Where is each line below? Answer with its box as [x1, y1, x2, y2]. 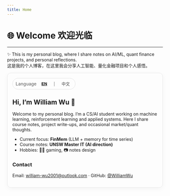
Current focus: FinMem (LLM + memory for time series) [19, 136, 133, 142]
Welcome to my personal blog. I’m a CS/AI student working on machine [12, 111, 158, 117]
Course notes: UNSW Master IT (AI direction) [19, 141, 113, 148]
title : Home [7, 7, 32, 12]
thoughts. [12, 127, 32, 133]
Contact [12, 161, 33, 168]
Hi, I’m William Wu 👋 [12, 98, 76, 106]
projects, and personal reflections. [7, 57, 77, 63]
